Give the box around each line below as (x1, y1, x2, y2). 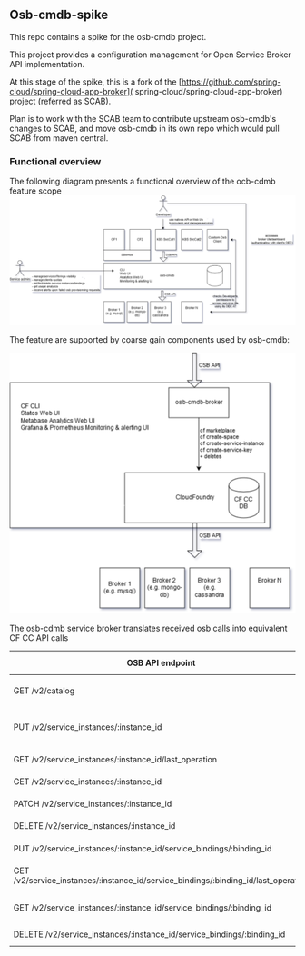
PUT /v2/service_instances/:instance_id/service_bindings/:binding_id (13, 842, 272, 853)
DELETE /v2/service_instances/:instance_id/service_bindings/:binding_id (13, 929, 286, 940)
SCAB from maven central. (9, 132, 109, 144)
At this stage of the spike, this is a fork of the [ (9, 76, 182, 87)
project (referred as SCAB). (9, 95, 112, 106)
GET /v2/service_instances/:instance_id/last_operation (13, 753, 218, 764)
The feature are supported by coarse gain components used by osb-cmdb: (9, 334, 290, 344)
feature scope (9, 185, 62, 196)
